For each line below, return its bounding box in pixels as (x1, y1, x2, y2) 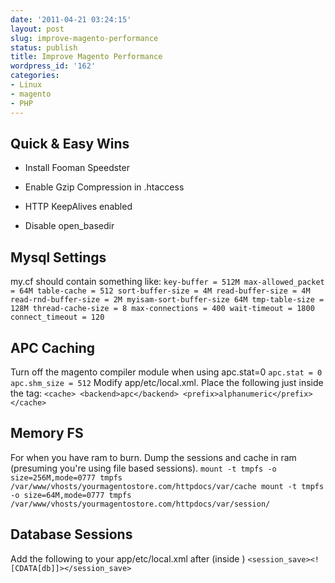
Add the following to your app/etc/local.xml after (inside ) (10, 552, 246, 565)
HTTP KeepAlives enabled (24, 201, 133, 213)
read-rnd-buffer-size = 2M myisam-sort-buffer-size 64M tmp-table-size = (10, 295, 325, 305)
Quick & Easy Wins (10, 135, 130, 152)
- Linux (10, 80, 43, 90)
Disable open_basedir (24, 220, 115, 232)
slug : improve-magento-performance (10, 33, 159, 43)
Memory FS (10, 425, 84, 442)
